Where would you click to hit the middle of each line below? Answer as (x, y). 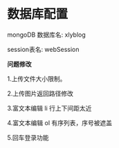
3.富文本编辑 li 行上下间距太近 (49, 108)
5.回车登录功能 (28, 137)
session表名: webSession (43, 49)
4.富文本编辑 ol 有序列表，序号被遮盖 (60, 122)
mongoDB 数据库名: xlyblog (47, 35)
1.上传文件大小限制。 (37, 78)
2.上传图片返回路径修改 (40, 93)
